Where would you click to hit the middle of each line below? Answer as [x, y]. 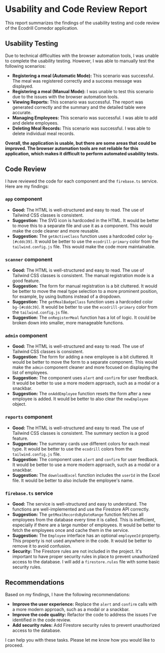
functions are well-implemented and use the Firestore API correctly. [81, 509]
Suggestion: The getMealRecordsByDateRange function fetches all [78, 514]
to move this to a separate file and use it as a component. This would [82, 226]
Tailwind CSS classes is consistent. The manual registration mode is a [83, 276]
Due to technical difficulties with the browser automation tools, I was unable [82, 55]
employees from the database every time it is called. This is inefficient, [84, 520]
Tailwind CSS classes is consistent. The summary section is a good [81, 433]
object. [19, 404]
